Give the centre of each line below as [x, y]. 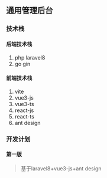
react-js [24, 110]
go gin [22, 64]
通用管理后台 [30, 11]
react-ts [24, 116]
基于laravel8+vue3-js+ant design [61, 168]
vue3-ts [24, 104]
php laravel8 [30, 57]
